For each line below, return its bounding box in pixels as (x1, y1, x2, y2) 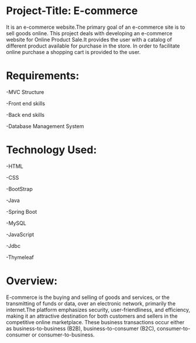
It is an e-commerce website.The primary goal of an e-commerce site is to (6, 23, 185, 31)
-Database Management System (6, 122, 84, 130)
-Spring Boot (6, 208, 37, 215)
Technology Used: (6, 143, 97, 157)
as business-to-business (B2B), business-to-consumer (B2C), (6, 325, 156, 332)
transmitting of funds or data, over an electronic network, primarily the (6, 300, 176, 307)
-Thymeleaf (6, 254, 34, 261)
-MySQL (6, 219, 26, 227)
